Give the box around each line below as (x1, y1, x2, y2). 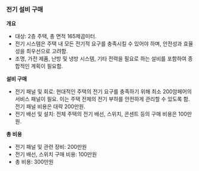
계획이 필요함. (30, 63, 63, 70)
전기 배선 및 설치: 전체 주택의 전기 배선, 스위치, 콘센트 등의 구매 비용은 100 (14, 111, 187, 118)
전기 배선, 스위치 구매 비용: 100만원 (14, 151, 97, 158)
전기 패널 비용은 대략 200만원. (14, 103, 85, 110)
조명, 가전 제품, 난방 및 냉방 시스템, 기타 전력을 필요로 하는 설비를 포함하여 (14, 55, 187, 62)
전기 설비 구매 (6, 5, 44, 13)
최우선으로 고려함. (26, 48, 68, 55)
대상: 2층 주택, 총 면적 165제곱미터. (14, 33, 97, 40)
